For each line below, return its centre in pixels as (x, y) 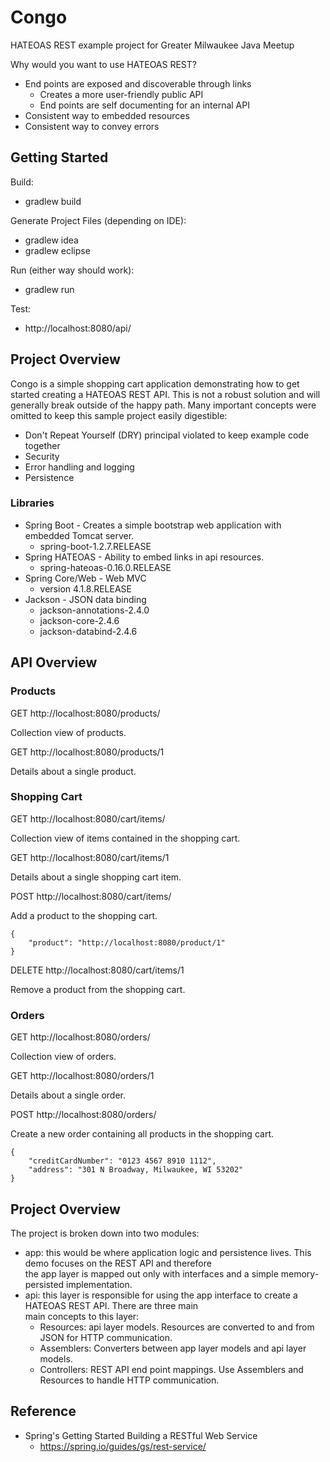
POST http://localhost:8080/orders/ (83, 1115)
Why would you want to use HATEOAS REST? (103, 64)
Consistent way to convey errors (92, 126)
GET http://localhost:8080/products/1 (87, 752)
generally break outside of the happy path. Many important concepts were (163, 405)
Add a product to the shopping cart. (84, 915)
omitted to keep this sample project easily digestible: (119, 415)
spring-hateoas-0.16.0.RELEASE (105, 567)
